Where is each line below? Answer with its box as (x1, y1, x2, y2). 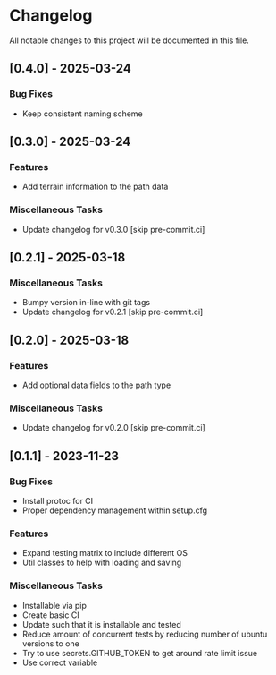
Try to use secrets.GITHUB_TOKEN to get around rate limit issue (21, 647, 257, 658)
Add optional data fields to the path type (21, 380, 171, 390)
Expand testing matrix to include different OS (21, 548, 188, 559)
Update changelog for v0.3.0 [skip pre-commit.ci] (21, 224, 205, 235)
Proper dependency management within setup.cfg (21, 505, 208, 516)
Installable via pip (21, 600, 88, 611)
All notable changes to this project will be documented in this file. (9, 35, 250, 46)
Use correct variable (21, 657, 98, 668)
